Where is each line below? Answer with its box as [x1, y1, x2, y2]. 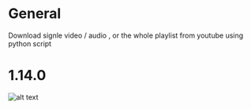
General [8, 5, 62, 23]
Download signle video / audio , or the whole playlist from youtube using [8, 31, 244, 40]
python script [8, 38, 52, 48]
